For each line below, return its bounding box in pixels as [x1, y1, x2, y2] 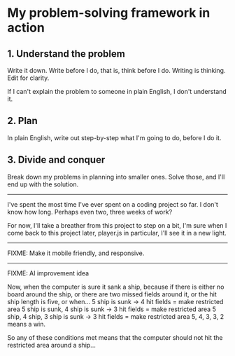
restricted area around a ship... [7, 341, 96, 349]
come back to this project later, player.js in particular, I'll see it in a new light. [7, 228, 227, 237]
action [7, 20, 45, 36]
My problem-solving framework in [7, 5, 211, 21]
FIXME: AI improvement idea [7, 268, 90, 278]
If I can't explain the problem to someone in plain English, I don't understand [7, 88, 227, 95]
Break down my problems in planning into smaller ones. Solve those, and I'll [7, 172, 225, 181]
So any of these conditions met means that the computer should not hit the [7, 333, 223, 341]
